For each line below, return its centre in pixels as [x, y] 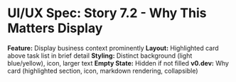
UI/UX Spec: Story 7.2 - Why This [107, 13]
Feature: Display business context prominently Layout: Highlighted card [113, 48]
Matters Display [55, 28]
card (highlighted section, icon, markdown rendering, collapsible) [103, 71]
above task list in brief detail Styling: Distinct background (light [100, 56]
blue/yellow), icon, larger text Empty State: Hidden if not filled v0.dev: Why [118, 63]
